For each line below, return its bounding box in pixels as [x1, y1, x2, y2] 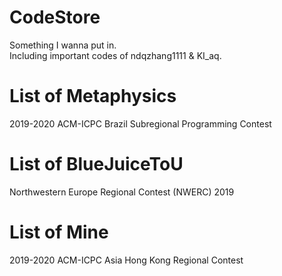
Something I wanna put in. [9, 39, 117, 51]
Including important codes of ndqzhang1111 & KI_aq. [9, 49, 222, 61]
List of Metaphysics [9, 85, 177, 108]
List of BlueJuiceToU [9, 153, 184, 176]
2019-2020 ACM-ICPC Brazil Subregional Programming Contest [9, 117, 272, 130]
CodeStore [9, 6, 101, 29]
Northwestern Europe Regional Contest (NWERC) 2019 [9, 186, 235, 198]
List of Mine [9, 221, 109, 243]
